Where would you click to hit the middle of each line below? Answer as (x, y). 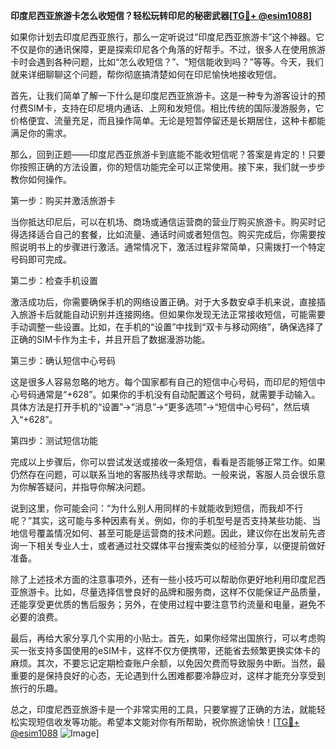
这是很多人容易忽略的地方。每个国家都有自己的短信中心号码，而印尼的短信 (163, 382)
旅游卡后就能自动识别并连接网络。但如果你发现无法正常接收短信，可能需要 (172, 314)
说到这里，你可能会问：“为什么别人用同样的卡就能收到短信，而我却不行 (157, 508)
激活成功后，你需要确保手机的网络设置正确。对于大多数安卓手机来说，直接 (163, 302)
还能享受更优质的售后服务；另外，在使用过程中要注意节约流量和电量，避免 (163, 604)
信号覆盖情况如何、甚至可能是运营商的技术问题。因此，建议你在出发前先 (167, 533)
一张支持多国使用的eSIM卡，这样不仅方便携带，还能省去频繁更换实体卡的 (169, 650)
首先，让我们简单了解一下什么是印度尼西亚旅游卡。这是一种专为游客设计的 (163, 95)
